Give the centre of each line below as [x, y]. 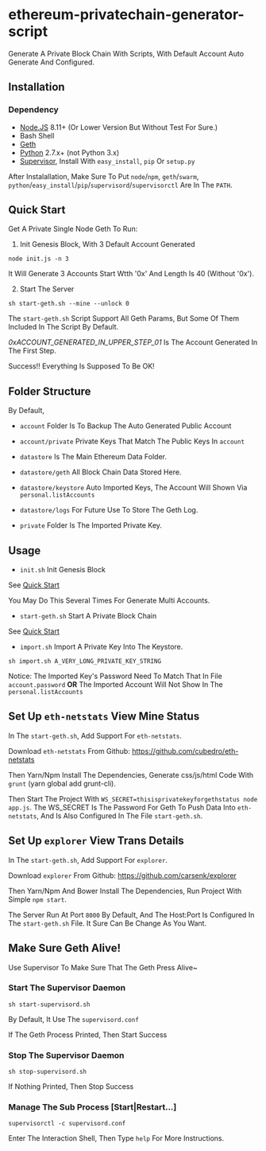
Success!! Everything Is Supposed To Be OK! [81, 366]
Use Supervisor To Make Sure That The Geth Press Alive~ [103, 967]
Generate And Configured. [52, 62]
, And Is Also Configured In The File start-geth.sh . [120, 815]
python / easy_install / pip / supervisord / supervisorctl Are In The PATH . [120, 185]
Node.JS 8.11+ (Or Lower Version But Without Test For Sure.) [119, 127]
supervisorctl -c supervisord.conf [67, 1124]
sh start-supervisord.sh [49, 1005]
